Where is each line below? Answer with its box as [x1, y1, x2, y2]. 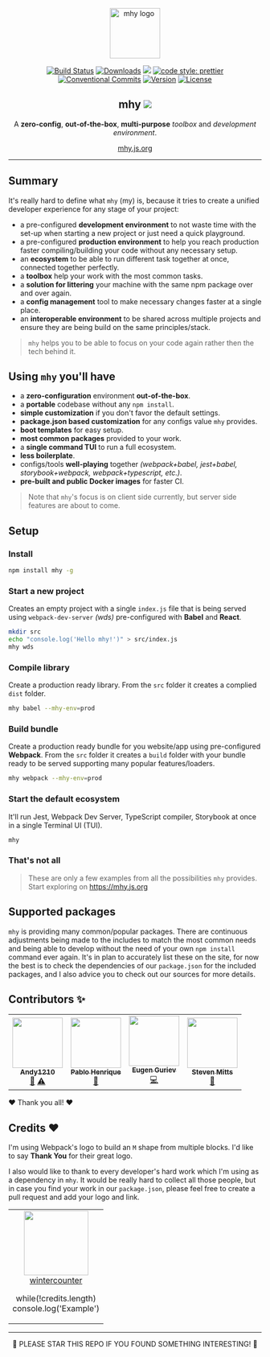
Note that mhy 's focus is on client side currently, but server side [27, 492, 237, 502]
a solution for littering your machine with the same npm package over [19, 279, 253, 289]
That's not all [8, 855, 61, 866]
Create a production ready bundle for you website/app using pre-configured [8, 741, 261, 752]
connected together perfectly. [19, 262, 120, 272]
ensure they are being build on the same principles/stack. [19, 322, 211, 332]
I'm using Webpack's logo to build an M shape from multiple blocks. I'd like [8, 1143, 254, 1153]
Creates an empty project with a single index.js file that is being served [8, 604, 247, 613]
